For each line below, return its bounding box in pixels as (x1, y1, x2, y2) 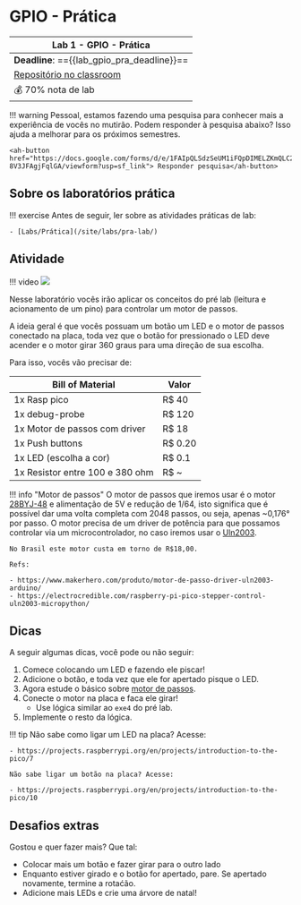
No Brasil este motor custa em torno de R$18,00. (9, 544, 199, 553)
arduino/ (9, 584, 42, 593)
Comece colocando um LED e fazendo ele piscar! (21, 664, 206, 675)
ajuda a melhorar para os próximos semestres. (9, 128, 181, 140)
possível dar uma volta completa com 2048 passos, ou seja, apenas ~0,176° (9, 508, 290, 518)
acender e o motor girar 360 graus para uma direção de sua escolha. (9, 339, 264, 350)
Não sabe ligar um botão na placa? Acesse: (9, 770, 175, 780)
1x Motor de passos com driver (13, 423, 146, 435)
